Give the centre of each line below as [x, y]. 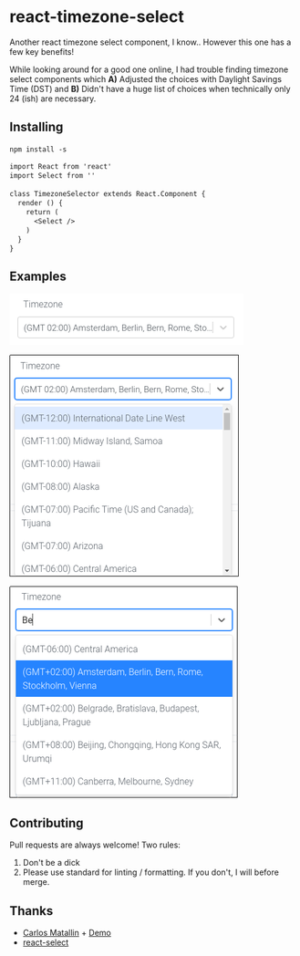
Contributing [47, 823]
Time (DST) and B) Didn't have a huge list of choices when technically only [150, 88]
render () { [41, 203]
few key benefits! [42, 51]
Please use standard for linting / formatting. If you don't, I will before [151, 872]
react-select [46, 942]
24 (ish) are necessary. [53, 99]
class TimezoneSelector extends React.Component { [108, 193]
